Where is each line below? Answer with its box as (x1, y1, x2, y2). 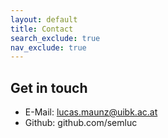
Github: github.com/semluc (24, 117, 138, 129)
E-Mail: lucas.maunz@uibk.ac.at (24, 106, 158, 118)
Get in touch (10, 79, 88, 96)
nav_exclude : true (10, 42, 87, 53)
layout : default (10, 14, 78, 25)
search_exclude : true (10, 33, 101, 43)
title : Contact (10, 24, 74, 34)
